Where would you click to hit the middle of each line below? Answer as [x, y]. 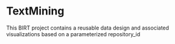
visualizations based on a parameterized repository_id [73, 34]
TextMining [35, 11]
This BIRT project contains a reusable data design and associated [88, 28]
